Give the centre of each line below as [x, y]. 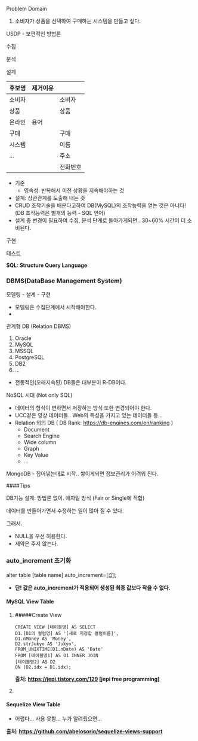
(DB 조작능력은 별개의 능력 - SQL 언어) [60, 213]
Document [36, 430]
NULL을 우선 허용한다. [41, 536]
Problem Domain [27, 9]
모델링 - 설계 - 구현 [28, 294]
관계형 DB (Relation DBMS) [39, 326]
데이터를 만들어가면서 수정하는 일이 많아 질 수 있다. [65, 511]
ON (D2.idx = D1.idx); [43, 667]
